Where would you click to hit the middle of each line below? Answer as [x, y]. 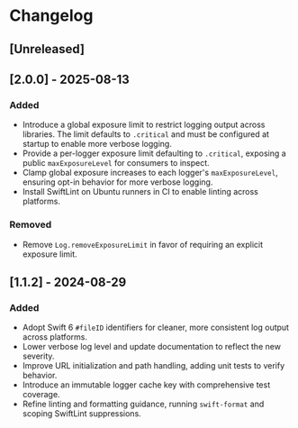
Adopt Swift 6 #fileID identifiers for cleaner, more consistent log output [156, 328]
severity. [38, 356]
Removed [31, 224]
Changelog [51, 16]
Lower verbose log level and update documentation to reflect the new [152, 347]
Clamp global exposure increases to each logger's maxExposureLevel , [150, 173]
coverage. [41, 395]
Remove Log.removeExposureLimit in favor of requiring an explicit [143, 244]
